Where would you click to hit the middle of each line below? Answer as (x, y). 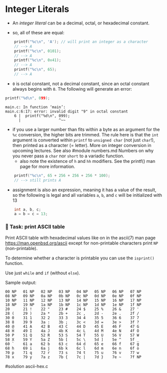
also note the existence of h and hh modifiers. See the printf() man (87, 161)
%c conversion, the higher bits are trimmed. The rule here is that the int (85, 134)
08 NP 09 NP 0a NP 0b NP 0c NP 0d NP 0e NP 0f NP (73, 296)
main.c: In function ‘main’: (35, 107)
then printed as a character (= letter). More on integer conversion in (82, 145)
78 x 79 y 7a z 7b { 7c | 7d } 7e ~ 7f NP (73, 357)
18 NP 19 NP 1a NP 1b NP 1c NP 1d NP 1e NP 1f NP (73, 305)
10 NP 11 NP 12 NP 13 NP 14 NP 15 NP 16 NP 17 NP (73, 300)
